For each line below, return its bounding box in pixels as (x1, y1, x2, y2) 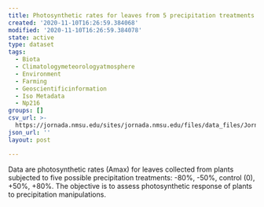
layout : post (8, 135, 51, 144)
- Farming (15, 77, 47, 85)
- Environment (15, 70, 61, 78)
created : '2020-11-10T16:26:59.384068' (8, 19, 139, 27)
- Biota (15, 56, 41, 64)
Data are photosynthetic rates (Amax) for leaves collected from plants (8, 164, 234, 174)
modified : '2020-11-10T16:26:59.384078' (8, 26, 143, 34)
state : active (8, 33, 55, 42)
